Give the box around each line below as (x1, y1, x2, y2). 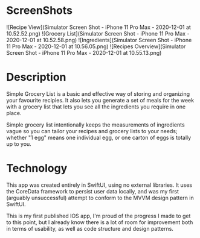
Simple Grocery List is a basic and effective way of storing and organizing (6, 90, 190, 97)
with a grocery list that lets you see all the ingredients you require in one (6, 103, 186, 110)
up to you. (6, 140, 31, 148)
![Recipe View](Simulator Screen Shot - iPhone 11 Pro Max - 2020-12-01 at (6, 23, 192, 31)
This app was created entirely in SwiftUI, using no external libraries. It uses (6, 181, 192, 189)
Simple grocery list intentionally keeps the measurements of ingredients (6, 121, 185, 128)
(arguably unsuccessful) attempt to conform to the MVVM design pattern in (6, 194, 195, 201)
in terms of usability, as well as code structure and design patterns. (6, 225, 174, 232)
